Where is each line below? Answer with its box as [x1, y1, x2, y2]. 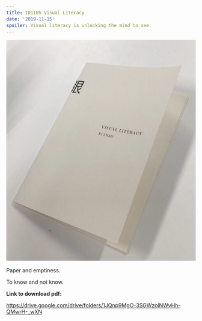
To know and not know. [6, 278, 64, 286]
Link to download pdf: [6, 290, 62, 297]
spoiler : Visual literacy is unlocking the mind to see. [6, 22, 152, 28]
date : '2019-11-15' [6, 16, 55, 22]
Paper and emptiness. [6, 266, 61, 274]
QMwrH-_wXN [6, 308, 43, 315]
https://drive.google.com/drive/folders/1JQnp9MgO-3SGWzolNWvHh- [6, 301, 181, 309]
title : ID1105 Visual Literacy [6, 10, 85, 16]
